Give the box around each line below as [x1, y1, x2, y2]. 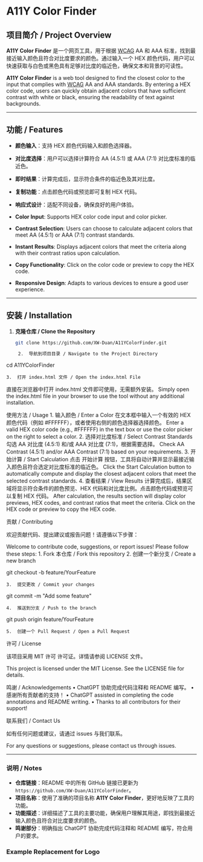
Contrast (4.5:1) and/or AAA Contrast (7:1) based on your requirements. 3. [6, 448, 189, 455]
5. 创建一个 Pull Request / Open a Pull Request [6, 628, 130, 635]
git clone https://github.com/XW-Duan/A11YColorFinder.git [14, 340, 167, 346]
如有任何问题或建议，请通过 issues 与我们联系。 [6, 730, 126, 737]
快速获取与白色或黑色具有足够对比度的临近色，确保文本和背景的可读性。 [6, 62, 186, 69]
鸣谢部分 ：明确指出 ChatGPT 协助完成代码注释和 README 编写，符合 [14, 824, 188, 832]
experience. [14, 286, 45, 293]
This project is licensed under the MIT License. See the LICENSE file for [6, 665, 185, 673]
